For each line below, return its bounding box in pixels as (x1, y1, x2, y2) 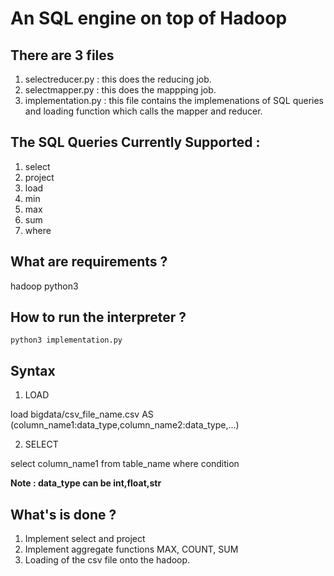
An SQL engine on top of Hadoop (10, 7, 288, 30)
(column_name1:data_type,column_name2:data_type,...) (10, 419, 240, 431)
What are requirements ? (10, 253, 168, 271)
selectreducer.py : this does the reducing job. (24, 73, 212, 85)
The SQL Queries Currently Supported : (10, 134, 261, 151)
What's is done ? (10, 506, 117, 523)
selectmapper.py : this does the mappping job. (24, 84, 217, 96)
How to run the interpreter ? (10, 309, 187, 326)
